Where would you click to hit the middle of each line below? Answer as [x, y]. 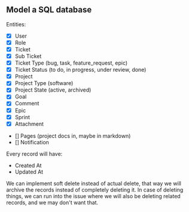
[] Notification [32, 142]
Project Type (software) [44, 83]
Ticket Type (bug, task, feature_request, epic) [71, 63]
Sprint [22, 117]
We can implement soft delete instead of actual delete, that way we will [94, 183]
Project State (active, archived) [53, 90]
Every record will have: [34, 154]
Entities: [16, 24]
